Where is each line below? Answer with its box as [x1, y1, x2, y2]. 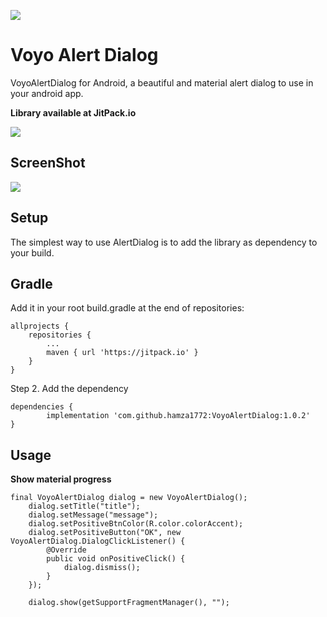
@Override [46, 545, 87, 555]
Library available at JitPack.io [10, 106, 137, 119]
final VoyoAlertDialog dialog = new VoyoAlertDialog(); [10, 493, 248, 503]
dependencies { [10, 402, 74, 412]
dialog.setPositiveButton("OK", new [28, 528, 182, 538]
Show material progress [10, 473, 112, 485]
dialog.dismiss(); [63, 563, 141, 573]
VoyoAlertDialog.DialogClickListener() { [10, 536, 186, 547]
